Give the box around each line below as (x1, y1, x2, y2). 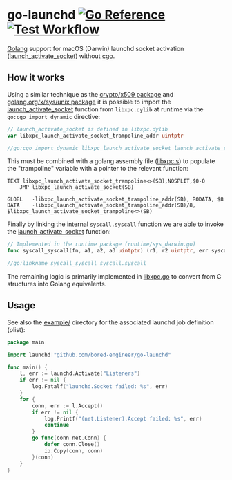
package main (7, 339, 45, 346)
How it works (7, 72, 65, 84)
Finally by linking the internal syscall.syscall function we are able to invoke (7, 220, 224, 228)
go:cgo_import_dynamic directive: (7, 112, 101, 120)
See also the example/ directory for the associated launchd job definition (7, 318, 214, 326)
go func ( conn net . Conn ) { (32, 434, 107, 442)
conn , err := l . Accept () (32, 402, 104, 409)
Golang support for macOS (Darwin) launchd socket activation (7, 44, 184, 53)
